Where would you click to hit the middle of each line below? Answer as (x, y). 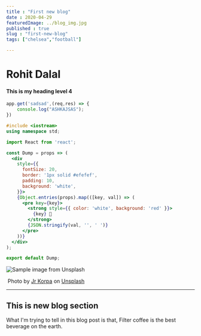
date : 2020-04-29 (29, 17)
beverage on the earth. (34, 326)
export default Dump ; (33, 258)
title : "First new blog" (38, 12)
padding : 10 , (38, 181)
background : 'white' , (49, 186)
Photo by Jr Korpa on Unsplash (46, 281)
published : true (28, 28)
